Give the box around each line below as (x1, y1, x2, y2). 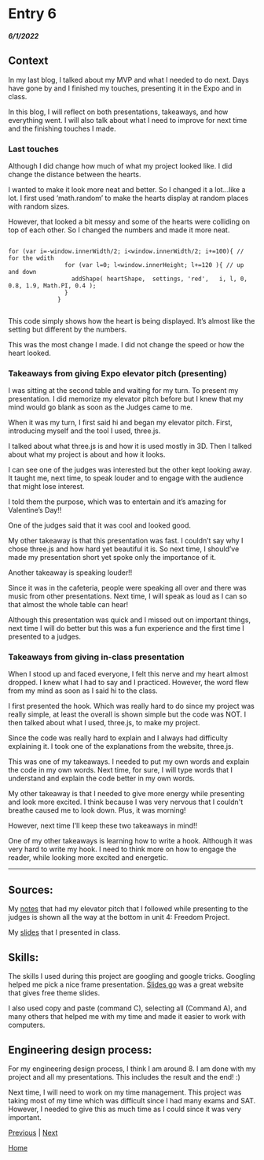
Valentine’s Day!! (8, 506, 62, 515)
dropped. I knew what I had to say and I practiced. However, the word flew (8, 678, 249, 687)
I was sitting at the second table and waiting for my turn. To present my (8, 386, 239, 395)
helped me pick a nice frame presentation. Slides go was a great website (8, 980, 244, 989)
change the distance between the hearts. (8, 169, 141, 179)
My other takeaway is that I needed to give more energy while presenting (8, 789, 245, 799)
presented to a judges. (8, 632, 81, 642)
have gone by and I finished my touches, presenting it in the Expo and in (8, 83, 242, 93)
